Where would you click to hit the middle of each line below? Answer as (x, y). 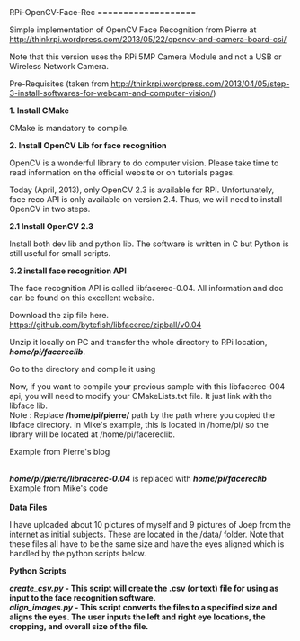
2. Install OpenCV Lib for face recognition (88, 145)
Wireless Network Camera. (59, 66)
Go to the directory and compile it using (83, 369)
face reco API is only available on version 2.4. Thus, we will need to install (146, 199)
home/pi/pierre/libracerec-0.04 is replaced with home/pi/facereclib (138, 479)
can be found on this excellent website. (82, 298)
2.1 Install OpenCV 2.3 (52, 226)
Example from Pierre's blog (60, 452)
